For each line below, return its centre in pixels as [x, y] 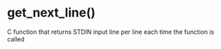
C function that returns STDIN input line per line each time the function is [111, 32]
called [16, 39]
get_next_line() [51, 13]
